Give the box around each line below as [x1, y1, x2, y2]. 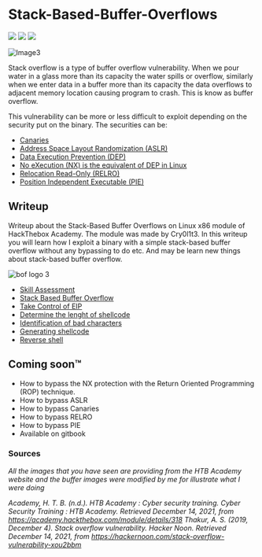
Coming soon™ [8, 358, 82, 371]
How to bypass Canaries [19, 404, 100, 413]
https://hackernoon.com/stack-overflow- [91, 531, 225, 540]
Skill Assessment [19, 285, 76, 294]
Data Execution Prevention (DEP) [19, 152, 127, 161]
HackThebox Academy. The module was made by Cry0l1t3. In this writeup [8, 229, 248, 238]
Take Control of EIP [19, 301, 83, 311]
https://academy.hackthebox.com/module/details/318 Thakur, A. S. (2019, [8, 515, 249, 524]
